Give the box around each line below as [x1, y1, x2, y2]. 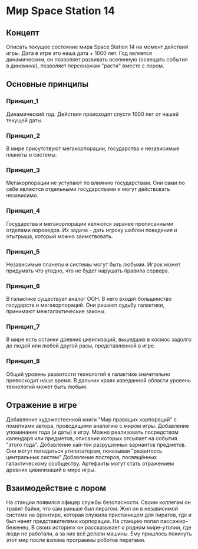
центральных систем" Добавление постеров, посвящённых [6, 453, 157, 460]
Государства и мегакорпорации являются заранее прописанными [6, 220, 174, 227]
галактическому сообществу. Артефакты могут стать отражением [6, 460, 174, 467]
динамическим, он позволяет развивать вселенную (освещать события [6, 56, 189, 63]
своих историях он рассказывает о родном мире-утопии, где [36, 524, 192, 531]
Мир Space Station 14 [6, 4, 115, 18]
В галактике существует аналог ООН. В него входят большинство [6, 295, 172, 303]
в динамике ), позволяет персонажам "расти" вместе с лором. [6, 62, 164, 69]
